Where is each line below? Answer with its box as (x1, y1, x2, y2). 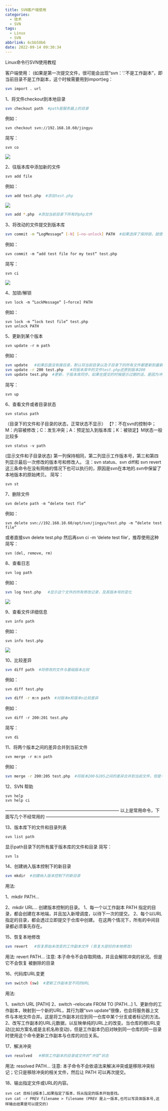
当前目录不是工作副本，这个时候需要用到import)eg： (5, 76, 113, 82)
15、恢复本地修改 (5, 934, 40, 940)
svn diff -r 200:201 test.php (5, 716, 68, 721)
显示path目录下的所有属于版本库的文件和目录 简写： (5, 844, 112, 850)
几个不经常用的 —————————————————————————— (13, 814, 160, 820)
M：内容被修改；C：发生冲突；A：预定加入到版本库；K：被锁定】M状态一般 (5, 427, 162, 433)
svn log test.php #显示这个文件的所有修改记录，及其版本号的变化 (5, 589, 132, 594)
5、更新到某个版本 (5, 333, 43, 339)
